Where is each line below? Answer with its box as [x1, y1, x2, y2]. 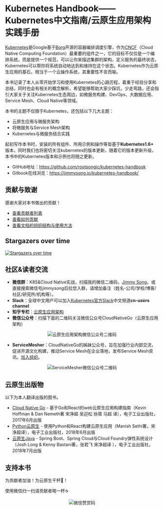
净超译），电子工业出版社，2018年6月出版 [12, 430, 96, 435]
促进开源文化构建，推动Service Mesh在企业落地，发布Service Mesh [12, 348, 149, 354]
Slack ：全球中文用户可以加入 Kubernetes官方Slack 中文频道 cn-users [12, 298, 150, 304]
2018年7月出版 [12, 448, 42, 454]
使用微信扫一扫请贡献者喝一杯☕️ [5, 488, 69, 493]
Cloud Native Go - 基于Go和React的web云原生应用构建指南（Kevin [12, 405, 146, 411]
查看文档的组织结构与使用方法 [12, 222, 72, 228]
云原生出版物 [5, 381, 44, 389]
